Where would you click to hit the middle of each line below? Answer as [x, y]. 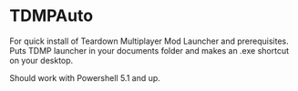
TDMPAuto [51, 16]
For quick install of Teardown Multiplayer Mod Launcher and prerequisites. [149, 41]
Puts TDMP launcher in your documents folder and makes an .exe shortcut [149, 50]
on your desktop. [41, 60]
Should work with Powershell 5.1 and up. [85, 77]
